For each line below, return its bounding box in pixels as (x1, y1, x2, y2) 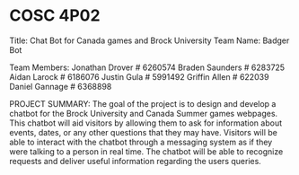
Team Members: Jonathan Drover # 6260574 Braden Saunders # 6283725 (9, 62, 286, 73)
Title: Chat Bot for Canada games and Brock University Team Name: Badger (9, 35, 290, 46)
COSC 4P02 (9, 5, 101, 26)
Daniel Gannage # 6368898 (9, 81, 112, 92)
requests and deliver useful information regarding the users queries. (9, 155, 262, 166)
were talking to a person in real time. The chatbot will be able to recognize (9, 145, 284, 157)
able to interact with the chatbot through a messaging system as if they (9, 136, 273, 147)
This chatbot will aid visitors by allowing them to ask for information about (9, 118, 283, 128)
